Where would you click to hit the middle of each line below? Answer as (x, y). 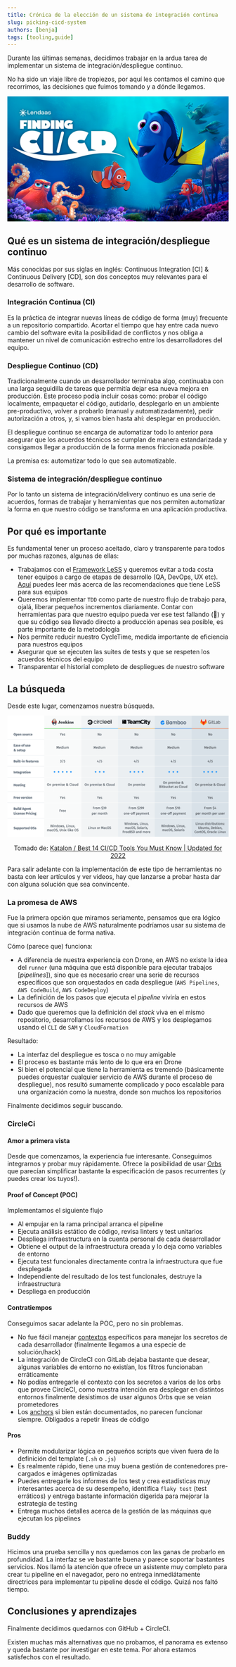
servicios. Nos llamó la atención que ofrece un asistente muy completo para (117, 1567)
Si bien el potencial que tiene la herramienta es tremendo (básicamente (121, 1070)
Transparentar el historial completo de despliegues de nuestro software (121, 667)
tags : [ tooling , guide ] (40, 37)
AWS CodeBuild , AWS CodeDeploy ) (63, 990)
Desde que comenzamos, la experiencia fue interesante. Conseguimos (110, 1156)
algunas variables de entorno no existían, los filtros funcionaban (110, 1367)
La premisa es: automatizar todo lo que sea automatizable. (92, 461)
